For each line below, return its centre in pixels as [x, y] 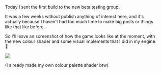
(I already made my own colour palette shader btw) [57, 65]
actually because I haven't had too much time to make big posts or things [79, 22]
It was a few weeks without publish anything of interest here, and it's [74, 16]
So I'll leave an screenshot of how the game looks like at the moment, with [80, 36]
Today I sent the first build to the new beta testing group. [63, 7]
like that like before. [25, 27]
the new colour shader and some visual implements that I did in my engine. [81, 41]
